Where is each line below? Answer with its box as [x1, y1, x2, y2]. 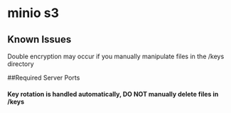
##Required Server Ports [7, 73, 80, 82]
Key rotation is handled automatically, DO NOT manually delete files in [7, 90, 219, 98]
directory [7, 60, 34, 68]
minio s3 [7, 5, 59, 21]
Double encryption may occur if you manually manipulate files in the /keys [7, 52, 225, 60]
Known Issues [7, 33, 72, 45]
